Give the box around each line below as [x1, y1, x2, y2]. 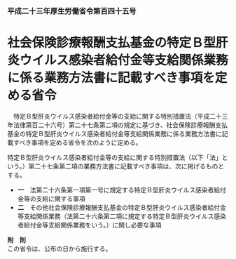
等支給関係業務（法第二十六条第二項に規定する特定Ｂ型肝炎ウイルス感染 [17, 212, 226, 220]
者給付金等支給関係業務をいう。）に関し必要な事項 [17, 220, 162, 229]
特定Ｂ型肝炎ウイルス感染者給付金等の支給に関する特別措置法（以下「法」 [7, 153, 222, 161]
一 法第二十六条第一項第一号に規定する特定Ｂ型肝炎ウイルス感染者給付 [17, 185, 226, 194]
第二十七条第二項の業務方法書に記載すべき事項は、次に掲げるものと [28, 161, 225, 170]
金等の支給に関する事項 [17, 194, 85, 203]
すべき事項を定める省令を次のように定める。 [13, 138, 142, 147]
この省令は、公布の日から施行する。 [7, 244, 112, 253]
